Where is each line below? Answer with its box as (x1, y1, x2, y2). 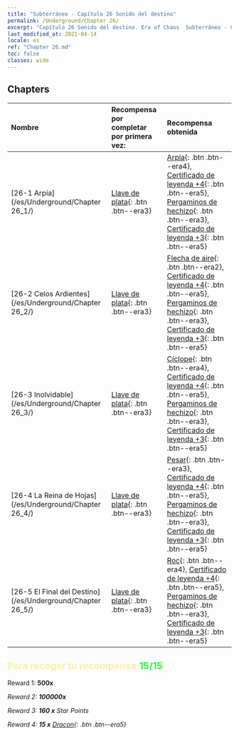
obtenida (166, 126, 198, 136)
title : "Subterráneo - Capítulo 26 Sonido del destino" (7, 10, 176, 18)
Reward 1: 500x (7, 679, 53, 687)
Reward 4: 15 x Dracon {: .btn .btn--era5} (7, 720, 127, 729)
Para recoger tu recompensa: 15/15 (7, 659, 163, 671)
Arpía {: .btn (166, 152, 205, 162)
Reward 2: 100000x (7, 693, 66, 701)
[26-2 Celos (11, 288, 53, 298)
